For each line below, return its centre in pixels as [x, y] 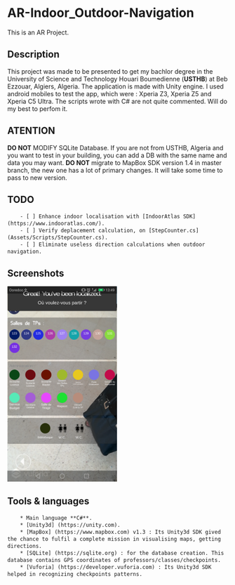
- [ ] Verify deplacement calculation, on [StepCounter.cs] [109, 231]
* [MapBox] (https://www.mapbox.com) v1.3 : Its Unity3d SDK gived [120, 532]
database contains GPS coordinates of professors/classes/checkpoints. [114, 560]
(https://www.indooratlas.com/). [56, 224]
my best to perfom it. [38, 109]
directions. [25, 546]
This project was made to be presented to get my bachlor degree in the [110, 71]
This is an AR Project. [38, 32]
